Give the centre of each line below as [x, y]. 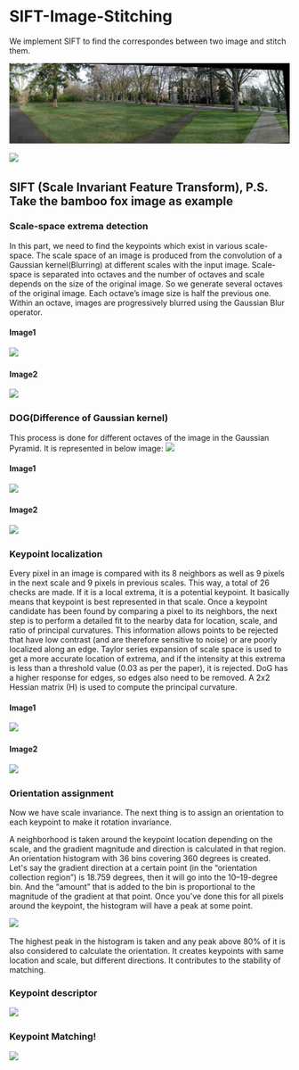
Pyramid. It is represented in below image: [86, 448]
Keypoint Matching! [53, 1037]
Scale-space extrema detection [79, 227]
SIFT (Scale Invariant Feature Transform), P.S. [139, 187]
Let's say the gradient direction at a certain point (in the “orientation [133, 867]
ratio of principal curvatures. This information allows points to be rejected [144, 630]
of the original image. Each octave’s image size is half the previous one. [140, 293]
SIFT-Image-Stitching [91, 17]
